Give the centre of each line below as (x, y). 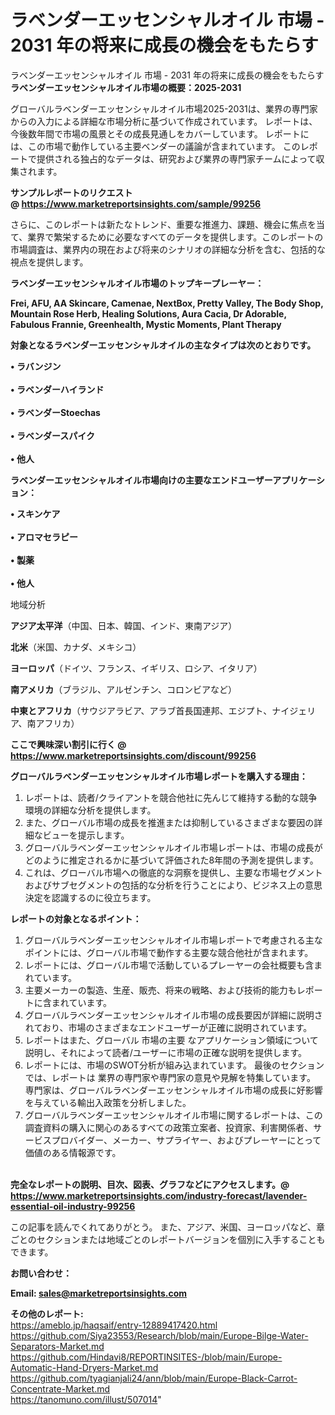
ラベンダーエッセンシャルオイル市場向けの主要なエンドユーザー (141, 480)
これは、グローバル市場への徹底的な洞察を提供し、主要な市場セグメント (173, 872)
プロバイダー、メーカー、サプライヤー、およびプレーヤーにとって (186, 1140)
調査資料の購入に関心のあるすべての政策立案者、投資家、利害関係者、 (169, 1127)
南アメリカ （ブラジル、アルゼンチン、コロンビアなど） (124, 689)
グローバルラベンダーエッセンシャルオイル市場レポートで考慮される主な (173, 940)
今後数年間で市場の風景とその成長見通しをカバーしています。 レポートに (160, 133)
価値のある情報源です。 (73, 1152)
